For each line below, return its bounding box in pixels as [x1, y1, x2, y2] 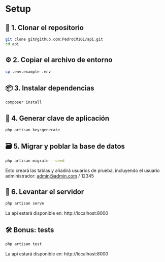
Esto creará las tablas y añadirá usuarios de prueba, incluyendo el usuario [5, 167, 160, 173]
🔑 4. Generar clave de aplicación [5, 114, 110, 123]
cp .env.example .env [5, 69, 51, 74]
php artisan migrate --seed [5, 158, 65, 163]
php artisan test [5, 242, 42, 247]
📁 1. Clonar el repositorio [5, 23, 84, 32]
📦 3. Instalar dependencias [5, 83, 95, 92]
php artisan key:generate [5, 127, 60, 132]
